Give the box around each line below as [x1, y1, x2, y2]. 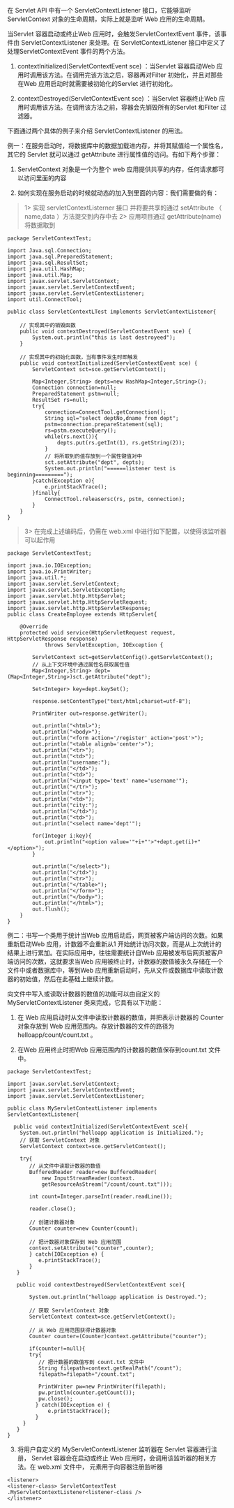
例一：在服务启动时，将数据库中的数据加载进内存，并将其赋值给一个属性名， [7, 142, 227, 150]
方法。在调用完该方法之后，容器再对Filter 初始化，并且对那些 [47, 71, 223, 79]
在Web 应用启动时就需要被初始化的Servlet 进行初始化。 [17, 80, 177, 87]
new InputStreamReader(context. [41, 1175, 136, 1182]
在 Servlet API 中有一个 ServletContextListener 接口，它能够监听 [7, 6, 192, 14]
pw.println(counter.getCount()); [38, 1389, 136, 1396]
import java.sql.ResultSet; [7, 259, 89, 266]
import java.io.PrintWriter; [7, 568, 92, 575]
